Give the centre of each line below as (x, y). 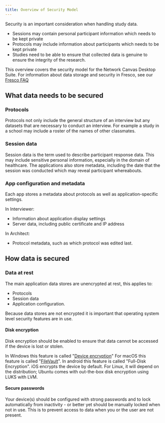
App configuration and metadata (45, 183)
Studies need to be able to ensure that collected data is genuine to (80, 55)
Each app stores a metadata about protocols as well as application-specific (82, 194)
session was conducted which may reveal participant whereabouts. (74, 170)
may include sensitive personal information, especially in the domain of (77, 160)
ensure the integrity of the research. (49, 60)
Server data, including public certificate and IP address (68, 224)
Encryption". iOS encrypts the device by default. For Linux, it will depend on (82, 366)
